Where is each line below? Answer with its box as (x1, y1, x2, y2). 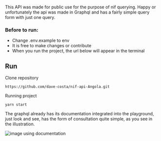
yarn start (5, 102, 27, 107)
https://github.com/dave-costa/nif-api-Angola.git (5, 85, 110, 89)
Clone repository (5, 75, 39, 81)
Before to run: (5, 26, 38, 33)
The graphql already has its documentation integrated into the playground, (5, 111, 154, 117)
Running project (5, 93, 37, 99)
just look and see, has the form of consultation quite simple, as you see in (5, 116, 153, 122)
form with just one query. (5, 15, 55, 20)
